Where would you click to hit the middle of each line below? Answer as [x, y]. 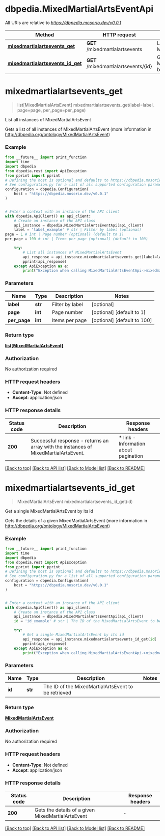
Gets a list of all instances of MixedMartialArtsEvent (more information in [78, 129]
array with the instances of [61, 446]
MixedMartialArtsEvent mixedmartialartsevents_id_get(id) [75, 502]
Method [44, 34]
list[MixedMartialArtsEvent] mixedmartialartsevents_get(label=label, [85, 105]
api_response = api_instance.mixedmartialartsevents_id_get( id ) [90, 639]
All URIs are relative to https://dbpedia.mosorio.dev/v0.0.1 [63, 23]
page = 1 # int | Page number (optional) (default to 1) [65, 234]
